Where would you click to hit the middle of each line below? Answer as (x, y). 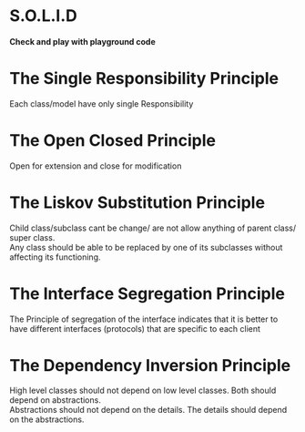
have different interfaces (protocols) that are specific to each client (135, 328)
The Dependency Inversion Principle (150, 365)
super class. (32, 237)
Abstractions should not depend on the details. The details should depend (148, 410)
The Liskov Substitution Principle (137, 202)
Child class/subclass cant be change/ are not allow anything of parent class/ (153, 228)
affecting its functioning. (56, 257)
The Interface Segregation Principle (147, 293)
